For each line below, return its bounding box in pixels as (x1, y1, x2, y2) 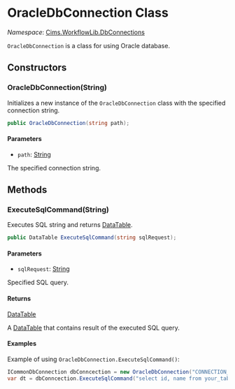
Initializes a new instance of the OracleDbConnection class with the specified (7, 98, 226, 107)
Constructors (7, 61, 67, 74)
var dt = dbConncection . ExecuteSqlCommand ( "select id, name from (7, 375, 201, 382)
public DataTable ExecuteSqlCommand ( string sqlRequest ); (7, 234, 177, 242)
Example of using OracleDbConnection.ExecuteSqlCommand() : (7, 355, 180, 363)
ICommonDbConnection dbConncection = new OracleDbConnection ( (7, 368, 192, 375)
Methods (7, 184, 48, 196)
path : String (17, 150, 51, 159)
